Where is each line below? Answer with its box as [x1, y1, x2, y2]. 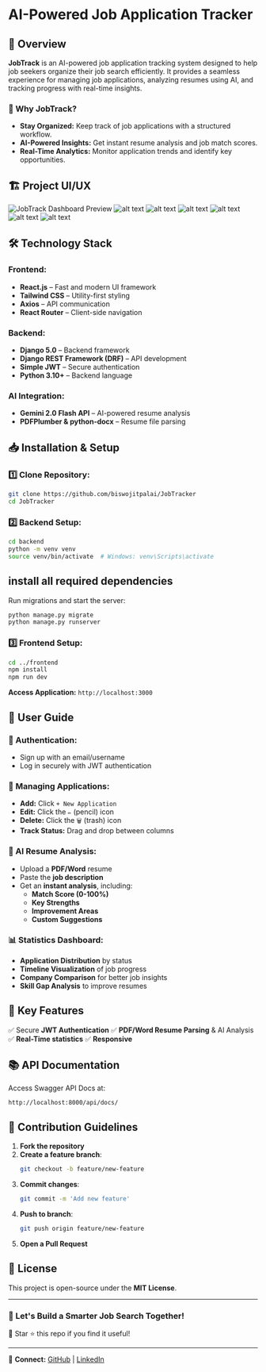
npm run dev [8, 673, 47, 682]
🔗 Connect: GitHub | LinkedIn [8, 1355, 104, 1364]
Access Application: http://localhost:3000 [8, 688, 153, 698]
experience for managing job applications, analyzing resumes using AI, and [8, 75, 253, 84]
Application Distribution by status [19, 955, 132, 965]
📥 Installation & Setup [8, 440, 120, 454]
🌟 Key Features [8, 1004, 85, 1017]
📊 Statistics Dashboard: [8, 935, 104, 946]
